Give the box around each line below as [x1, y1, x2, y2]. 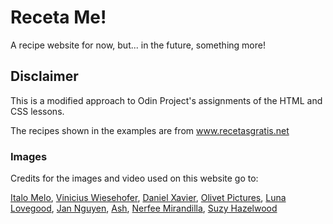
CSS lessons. [10, 105, 65, 117]
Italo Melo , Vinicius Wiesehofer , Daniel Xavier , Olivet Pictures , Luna [10, 192, 287, 204]
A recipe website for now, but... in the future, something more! [10, 39, 266, 51]
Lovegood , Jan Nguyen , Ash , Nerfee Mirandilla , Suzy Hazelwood [10, 202, 278, 215]
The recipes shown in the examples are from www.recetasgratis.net [10, 124, 290, 136]
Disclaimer [10, 68, 79, 85]
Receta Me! [10, 6, 107, 29]
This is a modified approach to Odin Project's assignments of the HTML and [10, 94, 323, 106]
